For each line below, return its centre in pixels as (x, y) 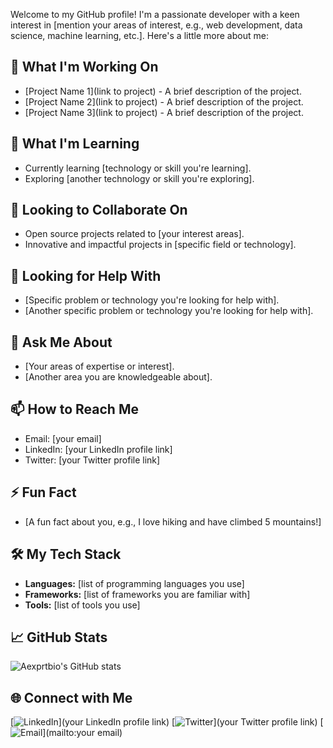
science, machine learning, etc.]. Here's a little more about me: (139, 35)
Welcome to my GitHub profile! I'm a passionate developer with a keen (155, 14)
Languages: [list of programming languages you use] (134, 583)
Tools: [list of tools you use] (82, 605)
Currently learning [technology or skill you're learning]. (138, 168)
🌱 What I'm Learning (75, 144)
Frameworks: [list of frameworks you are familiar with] (137, 594)
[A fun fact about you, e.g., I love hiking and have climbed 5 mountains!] (173, 521)
